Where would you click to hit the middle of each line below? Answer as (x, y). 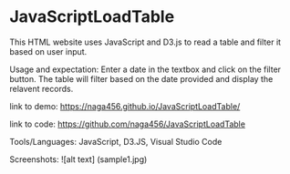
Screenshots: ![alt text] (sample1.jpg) (78, 159)
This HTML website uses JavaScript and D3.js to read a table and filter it (145, 42)
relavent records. (41, 88)
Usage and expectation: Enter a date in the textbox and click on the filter (145, 69)
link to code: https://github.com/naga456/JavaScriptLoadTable (128, 124)
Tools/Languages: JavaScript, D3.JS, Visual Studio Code (116, 141)
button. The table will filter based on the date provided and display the (141, 78)
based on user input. (48, 51)
